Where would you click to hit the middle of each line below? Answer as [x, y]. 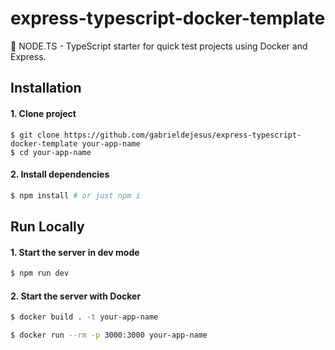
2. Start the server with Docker [76, 296]
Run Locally [47, 226]
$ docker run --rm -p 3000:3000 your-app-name [109, 335]
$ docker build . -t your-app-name [84, 317]
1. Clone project [43, 113]
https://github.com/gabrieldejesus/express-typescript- [182, 135]
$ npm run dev [40, 273]
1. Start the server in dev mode [75, 252]
